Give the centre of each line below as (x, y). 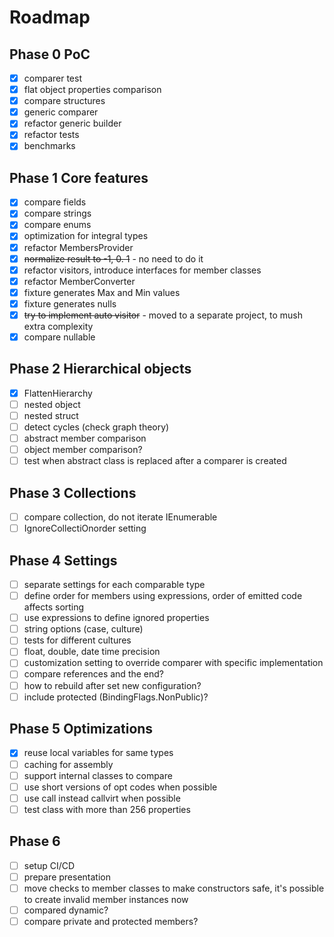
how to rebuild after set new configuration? (112, 685)
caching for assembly (68, 764)
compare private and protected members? (111, 921)
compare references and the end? (94, 674)
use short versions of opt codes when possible (120, 787)
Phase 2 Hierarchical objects (100, 369)
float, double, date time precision (92, 652)
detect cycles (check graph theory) (96, 427)
